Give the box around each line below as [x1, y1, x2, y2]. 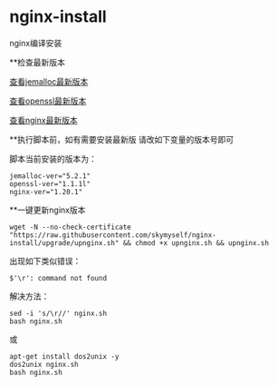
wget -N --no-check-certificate [9, 223, 131, 232]
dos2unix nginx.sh [9, 360, 79, 369]
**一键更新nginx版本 [9, 204, 86, 215]
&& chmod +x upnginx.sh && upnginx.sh [122, 238, 270, 247]
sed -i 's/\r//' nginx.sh [9, 309, 107, 318]
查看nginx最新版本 [9, 114, 79, 125]
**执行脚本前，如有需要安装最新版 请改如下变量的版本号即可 [9, 134, 234, 144]
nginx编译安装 [9, 37, 62, 48]
